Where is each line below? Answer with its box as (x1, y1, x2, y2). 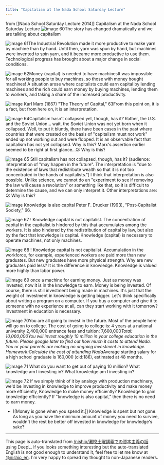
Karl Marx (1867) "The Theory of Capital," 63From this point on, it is (24, 101, 159, 106)
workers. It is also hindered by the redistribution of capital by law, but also (5, 227, 154, 232)
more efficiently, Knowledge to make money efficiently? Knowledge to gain (5, 388, 156, 394)
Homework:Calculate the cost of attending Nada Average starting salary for (5, 349, 157, 355)
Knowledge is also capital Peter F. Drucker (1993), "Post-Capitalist (24, 202, 157, 208)
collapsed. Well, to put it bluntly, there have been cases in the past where (5, 126, 152, 132)
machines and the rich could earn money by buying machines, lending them (5, 86, 158, 92)
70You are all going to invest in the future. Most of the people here (24, 317, 157, 323)
